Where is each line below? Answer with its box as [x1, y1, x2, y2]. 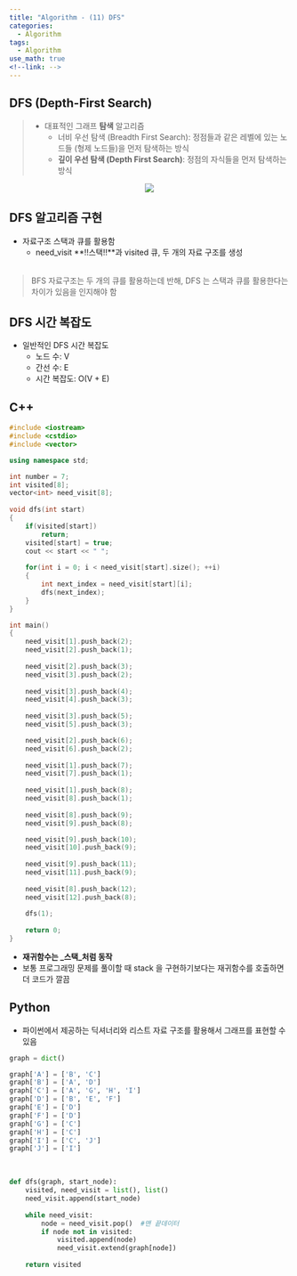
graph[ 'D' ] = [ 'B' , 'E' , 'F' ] [9, 1094, 122, 1104]
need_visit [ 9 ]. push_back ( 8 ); [25, 818, 133, 828]
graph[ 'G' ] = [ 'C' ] [9, 1119, 82, 1128]
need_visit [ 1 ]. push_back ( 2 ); [25, 638, 133, 646]
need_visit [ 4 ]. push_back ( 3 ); [25, 695, 133, 704]
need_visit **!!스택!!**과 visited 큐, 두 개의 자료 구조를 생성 [35, 247, 243, 257]
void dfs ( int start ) [9, 505, 86, 515]
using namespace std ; [9, 456, 90, 465]
